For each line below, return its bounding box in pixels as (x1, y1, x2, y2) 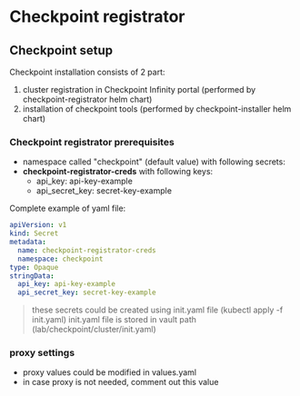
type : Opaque (9, 262, 59, 272)
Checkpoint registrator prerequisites (9, 135, 175, 148)
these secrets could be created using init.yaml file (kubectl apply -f (31, 304, 284, 315)
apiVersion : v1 (9, 221, 67, 230)
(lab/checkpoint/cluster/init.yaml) (31, 324, 156, 335)
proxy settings (9, 347, 75, 360)
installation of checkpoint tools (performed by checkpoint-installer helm (22, 104, 292, 114)
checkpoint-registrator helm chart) (22, 94, 153, 104)
